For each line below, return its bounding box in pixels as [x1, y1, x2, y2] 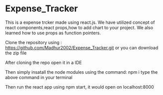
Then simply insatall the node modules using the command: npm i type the [5, 69, 158, 75]
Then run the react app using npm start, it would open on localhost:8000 [5, 84, 154, 90]
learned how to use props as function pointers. [5, 30, 101, 36]
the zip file [5, 50, 27, 56]
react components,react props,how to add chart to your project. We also [5, 24, 153, 30]
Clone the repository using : [5, 39, 62, 45]
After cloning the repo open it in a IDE [5, 59, 82, 65]
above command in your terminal [5, 74, 73, 80]
